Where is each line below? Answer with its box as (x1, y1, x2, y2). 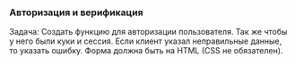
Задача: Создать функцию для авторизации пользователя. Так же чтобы (9, 27, 288, 37)
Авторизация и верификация (9, 6, 143, 19)
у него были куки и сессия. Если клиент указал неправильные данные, (9, 36, 282, 46)
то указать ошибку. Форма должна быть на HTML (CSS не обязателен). (9, 45, 283, 56)
